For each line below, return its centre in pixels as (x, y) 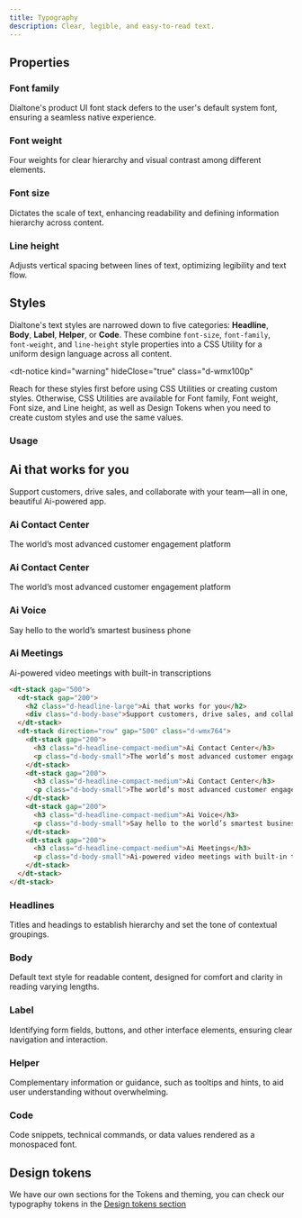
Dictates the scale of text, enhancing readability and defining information (144, 213)
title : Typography (44, 18)
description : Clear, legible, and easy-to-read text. (112, 26)
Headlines (32, 904)
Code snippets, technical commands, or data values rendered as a (132, 1135)
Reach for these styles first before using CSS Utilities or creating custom (143, 388)
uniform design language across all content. (91, 353)
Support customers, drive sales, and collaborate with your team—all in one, (148, 491)
